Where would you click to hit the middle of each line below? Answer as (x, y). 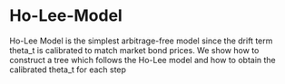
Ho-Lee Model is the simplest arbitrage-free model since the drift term (141, 41)
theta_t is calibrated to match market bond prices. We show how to (134, 50)
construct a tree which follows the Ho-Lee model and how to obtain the (143, 60)
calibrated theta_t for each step (68, 70)
